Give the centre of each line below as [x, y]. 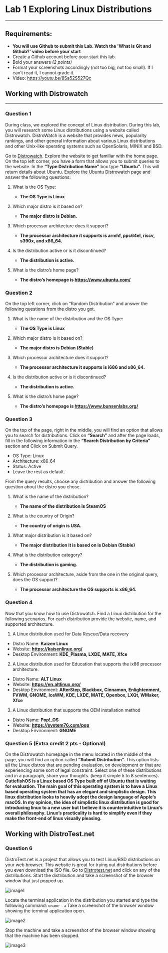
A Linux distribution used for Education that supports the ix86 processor [87, 664]
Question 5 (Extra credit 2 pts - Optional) [55, 743]
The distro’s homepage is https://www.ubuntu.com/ [75, 280]
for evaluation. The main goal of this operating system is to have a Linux [81, 786]
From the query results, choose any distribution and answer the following [80, 482]
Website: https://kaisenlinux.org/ [47, 649]
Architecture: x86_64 [34, 461]
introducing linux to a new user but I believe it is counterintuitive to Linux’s [84, 808]
